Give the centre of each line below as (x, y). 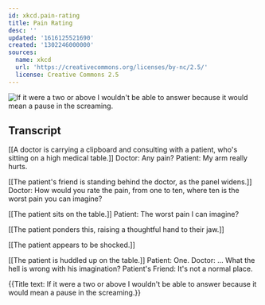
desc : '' (23, 30)
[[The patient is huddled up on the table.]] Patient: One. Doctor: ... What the (132, 261)
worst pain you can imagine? (55, 199)
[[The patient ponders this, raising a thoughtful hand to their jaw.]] (116, 230)
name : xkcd (33, 60)
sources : (23, 52)
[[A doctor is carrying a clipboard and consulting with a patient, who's (123, 150)
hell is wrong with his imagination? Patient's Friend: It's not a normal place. (131, 269)
